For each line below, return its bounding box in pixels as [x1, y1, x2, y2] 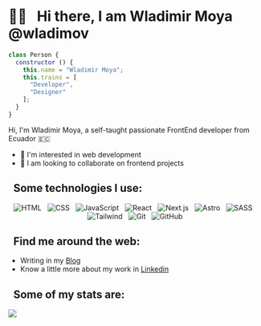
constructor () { [15, 58, 74, 67]
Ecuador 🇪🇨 [8, 133, 51, 143]
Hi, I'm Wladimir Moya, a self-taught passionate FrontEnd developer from [8, 124, 251, 135]
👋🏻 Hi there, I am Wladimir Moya [8, 7, 233, 26]
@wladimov [8, 24, 90, 43]
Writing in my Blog [19, 256, 81, 266]
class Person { [8, 51, 59, 59]
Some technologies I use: [13, 181, 143, 195]
